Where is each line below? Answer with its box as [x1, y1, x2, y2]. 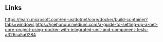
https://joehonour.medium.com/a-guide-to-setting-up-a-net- [36, 21, 158, 27]
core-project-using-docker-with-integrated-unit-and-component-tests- [5, 26, 149, 32]
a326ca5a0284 [5, 31, 36, 37]
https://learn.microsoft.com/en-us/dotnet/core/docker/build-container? [5, 16, 148, 22]
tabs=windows [5, 21, 35, 27]
